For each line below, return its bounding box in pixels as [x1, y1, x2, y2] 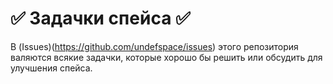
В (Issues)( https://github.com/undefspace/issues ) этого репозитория [10, 40, 299, 52]
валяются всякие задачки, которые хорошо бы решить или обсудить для [10, 51, 323, 63]
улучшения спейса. [10, 62, 93, 74]
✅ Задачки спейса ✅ [10, 7, 191, 30]
